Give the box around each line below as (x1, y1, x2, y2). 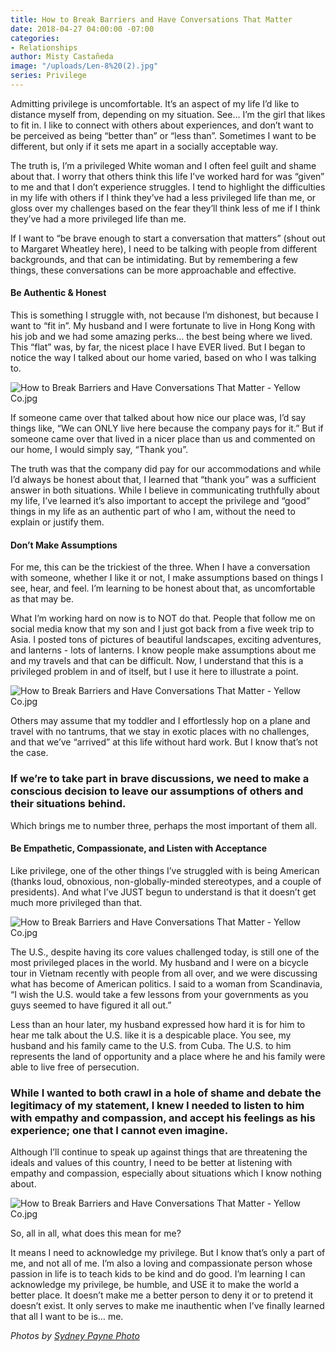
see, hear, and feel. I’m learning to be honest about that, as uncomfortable (10, 582, 316, 595)
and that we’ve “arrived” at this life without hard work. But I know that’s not (10, 736, 318, 748)
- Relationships (10, 42, 78, 53)
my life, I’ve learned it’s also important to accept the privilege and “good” (10, 495, 311, 507)
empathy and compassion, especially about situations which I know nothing (10, 1167, 322, 1180)
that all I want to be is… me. (10, 1311, 124, 1323)
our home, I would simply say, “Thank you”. (10, 444, 189, 456)
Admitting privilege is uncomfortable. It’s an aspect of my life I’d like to (10, 97, 300, 110)
